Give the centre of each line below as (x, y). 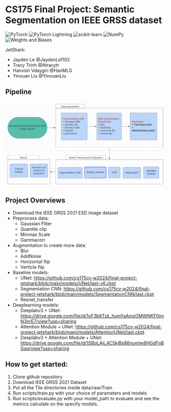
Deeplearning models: (36, 305)
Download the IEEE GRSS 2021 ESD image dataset (65, 212)
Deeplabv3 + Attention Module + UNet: (61, 337)
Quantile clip (33, 229)
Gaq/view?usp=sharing (45, 348)
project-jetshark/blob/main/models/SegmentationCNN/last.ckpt (87, 294)
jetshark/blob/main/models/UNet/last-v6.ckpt (68, 283)
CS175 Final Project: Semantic (70, 9)
